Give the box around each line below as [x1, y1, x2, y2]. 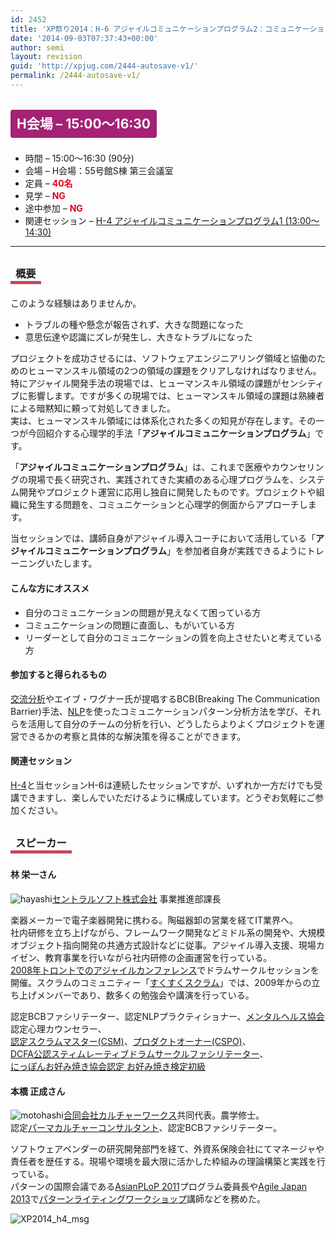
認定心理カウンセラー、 [10, 1023, 107, 1035]
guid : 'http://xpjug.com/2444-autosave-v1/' [10, 61, 199, 71]
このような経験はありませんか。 [10, 297, 142, 310]
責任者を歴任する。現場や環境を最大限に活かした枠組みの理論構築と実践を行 [10, 1156, 326, 1168]
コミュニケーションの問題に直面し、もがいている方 [24, 619, 236, 631]
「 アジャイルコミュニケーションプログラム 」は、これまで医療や [10, 461, 272, 473]
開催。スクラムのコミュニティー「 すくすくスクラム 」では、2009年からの [10, 977, 312, 989]
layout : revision [10, 52, 83, 62]
